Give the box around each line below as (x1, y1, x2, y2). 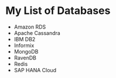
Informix (13, 42, 35, 49)
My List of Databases (5, 4, 111, 17)
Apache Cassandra (13, 29, 61, 36)
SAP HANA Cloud (13, 66, 57, 73)
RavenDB (13, 54, 36, 61)
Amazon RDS (13, 23, 46, 30)
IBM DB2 (13, 36, 36, 42)
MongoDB (13, 48, 39, 55)
